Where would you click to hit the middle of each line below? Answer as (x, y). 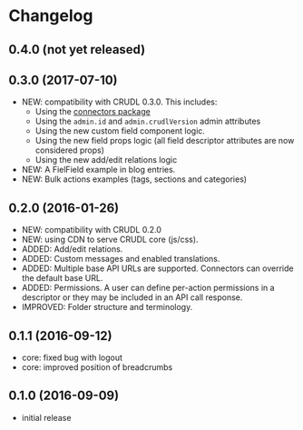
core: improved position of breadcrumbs (97, 367)
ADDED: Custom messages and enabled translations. (121, 259)
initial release (46, 417)
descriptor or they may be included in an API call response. (132, 297)
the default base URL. (62, 278)
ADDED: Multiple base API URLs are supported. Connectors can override (157, 268)
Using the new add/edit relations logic (106, 160)
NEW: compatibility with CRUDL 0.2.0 (92, 230)
